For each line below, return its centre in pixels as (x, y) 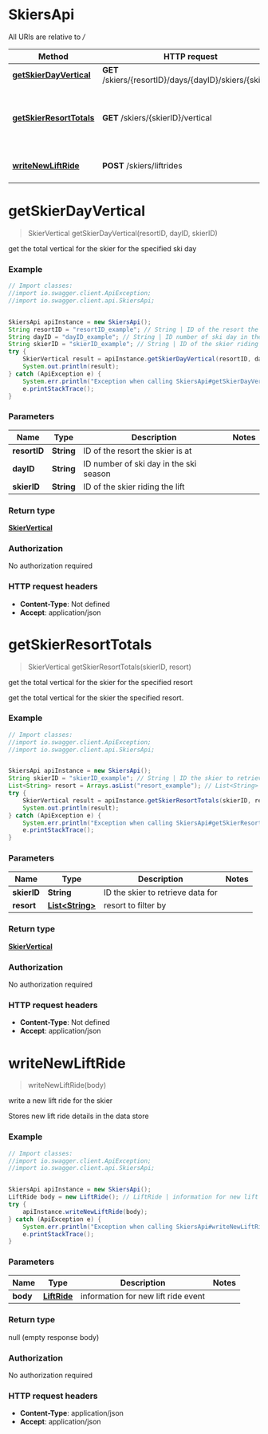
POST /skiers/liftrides (142, 165)
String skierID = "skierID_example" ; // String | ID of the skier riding (134, 345)
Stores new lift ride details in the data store (79, 1116)
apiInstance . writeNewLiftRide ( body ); (85, 1211)
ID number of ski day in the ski (140, 463)
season (97, 474)
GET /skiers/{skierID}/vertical (157, 117)
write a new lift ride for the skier (61, 1101)
